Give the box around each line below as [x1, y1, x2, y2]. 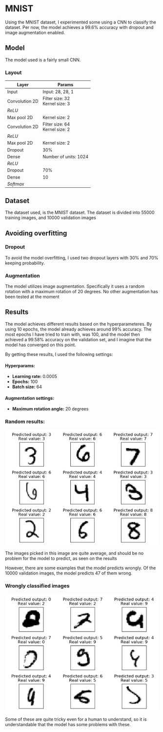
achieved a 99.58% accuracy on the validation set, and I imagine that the [5, 336, 152, 342]
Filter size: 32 [42, 96, 70, 101]
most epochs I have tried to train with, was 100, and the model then [5, 331, 140, 337]
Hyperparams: [5, 362, 36, 368]
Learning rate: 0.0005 [12, 374, 58, 379]
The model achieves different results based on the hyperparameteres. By [5, 321, 152, 327]
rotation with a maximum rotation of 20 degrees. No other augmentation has [5, 289, 158, 295]
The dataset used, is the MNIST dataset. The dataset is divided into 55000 [5, 209, 155, 216]
